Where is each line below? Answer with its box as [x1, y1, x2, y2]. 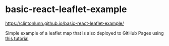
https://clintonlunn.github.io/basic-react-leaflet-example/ [5, 20, 125, 26]
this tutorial [5, 35, 29, 41]
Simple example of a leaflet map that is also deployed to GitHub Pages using [5, 30, 164, 36]
